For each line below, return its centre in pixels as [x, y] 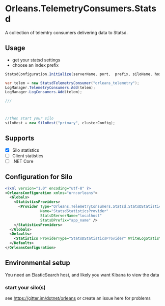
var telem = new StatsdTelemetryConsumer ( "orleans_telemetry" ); [72, 83]
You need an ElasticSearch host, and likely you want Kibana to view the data [82, 275]
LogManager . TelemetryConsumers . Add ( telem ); [50, 87]
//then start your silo [29, 118]
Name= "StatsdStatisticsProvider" [74, 211]
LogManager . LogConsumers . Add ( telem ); [44, 92]
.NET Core [23, 161]
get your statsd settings [36, 60]
